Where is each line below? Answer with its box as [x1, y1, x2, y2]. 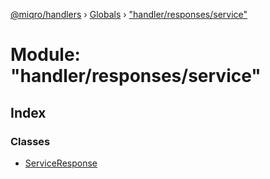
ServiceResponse [24, 157, 98, 169]
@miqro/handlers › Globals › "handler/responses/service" [10, 9, 248, 20]
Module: [10, 44, 81, 66]
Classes [10, 134, 51, 148]
